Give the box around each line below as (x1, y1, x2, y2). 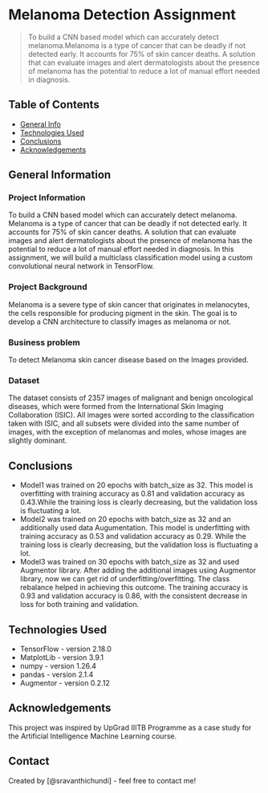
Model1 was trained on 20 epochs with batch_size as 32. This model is (19, 480, 254, 490)
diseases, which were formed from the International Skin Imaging (8, 402, 224, 411)
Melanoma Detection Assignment (8, 6, 237, 24)
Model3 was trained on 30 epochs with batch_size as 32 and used (19, 557, 240, 567)
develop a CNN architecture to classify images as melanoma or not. (8, 317, 231, 326)
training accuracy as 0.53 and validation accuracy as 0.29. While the (19, 532, 246, 541)
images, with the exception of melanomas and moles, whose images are (8, 427, 247, 437)
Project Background (8, 281, 87, 293)
